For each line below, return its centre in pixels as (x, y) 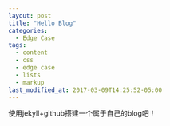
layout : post (30, 16)
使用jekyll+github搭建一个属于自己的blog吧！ (82, 113)
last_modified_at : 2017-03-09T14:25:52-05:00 (85, 90)
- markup (30, 82)
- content (32, 53)
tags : (17, 45)
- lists (28, 75)
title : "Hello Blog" (43, 23)
